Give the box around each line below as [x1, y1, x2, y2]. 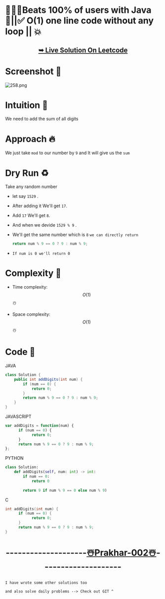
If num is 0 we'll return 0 [12, 251, 70, 256]
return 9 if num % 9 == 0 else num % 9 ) [23, 488, 107, 493]
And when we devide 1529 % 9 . [12, 222, 77, 228]
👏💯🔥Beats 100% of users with [5, 4, 129, 16]
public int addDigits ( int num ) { [14, 377, 83, 382]
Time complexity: [12, 284, 48, 290]
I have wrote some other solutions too [5, 580, 87, 586]
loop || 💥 [5, 26, 42, 37]
